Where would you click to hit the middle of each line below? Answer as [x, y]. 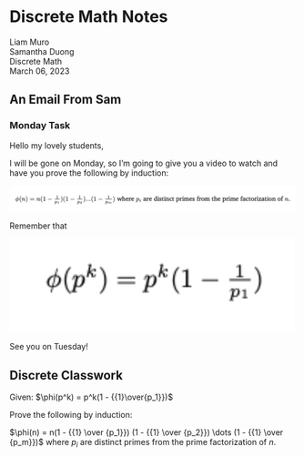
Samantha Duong [42, 51]
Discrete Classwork [66, 375]
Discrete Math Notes [89, 17]
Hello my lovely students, [57, 145]
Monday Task [40, 126]
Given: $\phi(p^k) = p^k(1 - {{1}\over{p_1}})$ [91, 397]
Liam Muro [30, 42]
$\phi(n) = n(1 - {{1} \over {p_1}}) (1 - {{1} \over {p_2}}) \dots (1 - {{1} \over [147, 432]
